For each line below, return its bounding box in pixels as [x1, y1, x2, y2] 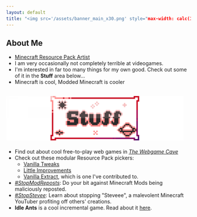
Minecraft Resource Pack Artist [14, 53, 90, 61]
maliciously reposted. [14, 185, 67, 193]
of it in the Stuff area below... [14, 72, 86, 79]
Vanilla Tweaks [23, 161, 60, 168]
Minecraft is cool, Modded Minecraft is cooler [14, 79, 125, 86]
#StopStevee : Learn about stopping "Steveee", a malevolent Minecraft [14, 192, 184, 199]
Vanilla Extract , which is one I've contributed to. [23, 173, 139, 180]
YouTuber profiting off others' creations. [14, 198, 112, 205]
